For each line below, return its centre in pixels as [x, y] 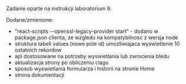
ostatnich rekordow [38, 50]
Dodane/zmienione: [30, 20]
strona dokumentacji [39, 75]
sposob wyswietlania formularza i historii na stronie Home [84, 69]
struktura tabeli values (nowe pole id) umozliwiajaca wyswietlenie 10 [97, 44]
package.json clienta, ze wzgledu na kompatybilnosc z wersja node [96, 37]
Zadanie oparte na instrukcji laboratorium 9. [59, 9]
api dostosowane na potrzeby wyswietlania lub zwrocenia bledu [92, 56]
